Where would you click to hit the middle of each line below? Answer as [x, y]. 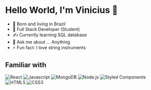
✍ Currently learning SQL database [49, 35]
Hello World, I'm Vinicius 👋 [61, 10]
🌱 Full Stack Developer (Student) [46, 29]
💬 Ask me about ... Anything [41, 42]
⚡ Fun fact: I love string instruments [49, 47]
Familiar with [26, 65]
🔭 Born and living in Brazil [39, 24]
